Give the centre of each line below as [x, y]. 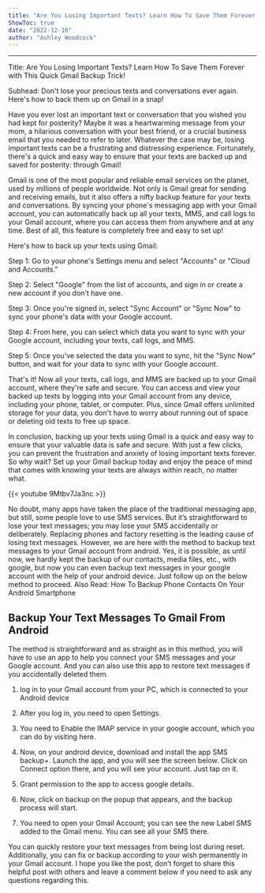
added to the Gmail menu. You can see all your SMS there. [114, 831]
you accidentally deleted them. [58, 674]
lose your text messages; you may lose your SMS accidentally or [113, 526]
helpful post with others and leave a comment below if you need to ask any [130, 872]
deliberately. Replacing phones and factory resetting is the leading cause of [131, 534]
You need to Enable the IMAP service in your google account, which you [137, 729]
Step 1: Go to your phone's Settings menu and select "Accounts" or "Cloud [129, 261]
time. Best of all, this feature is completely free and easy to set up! [116, 230]
